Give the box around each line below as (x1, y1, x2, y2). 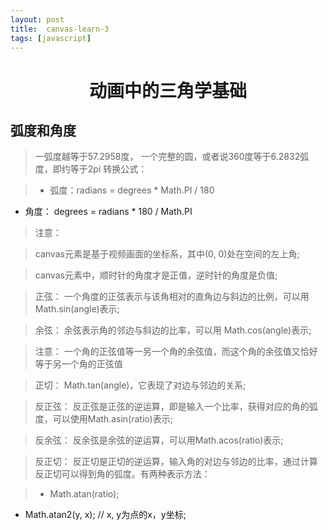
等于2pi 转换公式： (69, 163, 148, 175)
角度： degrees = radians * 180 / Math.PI (24, 206, 193, 218)
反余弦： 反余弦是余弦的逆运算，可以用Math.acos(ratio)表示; (34, 434, 284, 446)
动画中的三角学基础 (88, 79, 247, 102)
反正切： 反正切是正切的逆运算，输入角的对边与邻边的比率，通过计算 (34, 456, 318, 468)
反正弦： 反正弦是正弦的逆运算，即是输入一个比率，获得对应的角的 (34, 401, 310, 413)
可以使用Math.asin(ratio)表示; (52, 413, 173, 425)
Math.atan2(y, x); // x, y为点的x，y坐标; (24, 509, 187, 521)
